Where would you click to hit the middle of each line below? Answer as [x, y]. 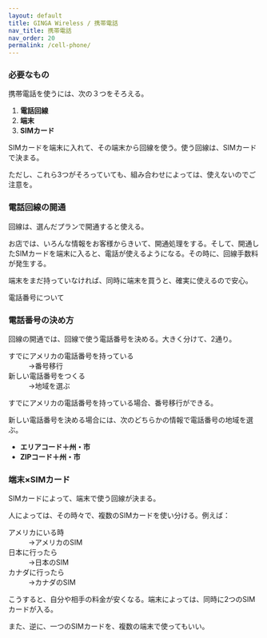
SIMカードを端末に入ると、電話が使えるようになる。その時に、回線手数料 [136, 253]
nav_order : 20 [32, 38]
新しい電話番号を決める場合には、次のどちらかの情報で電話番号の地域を [127, 420]
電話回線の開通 [37, 207]
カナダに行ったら [36, 572]
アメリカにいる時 [36, 532]
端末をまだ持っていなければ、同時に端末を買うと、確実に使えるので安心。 [131, 280]
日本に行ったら [33, 552]
